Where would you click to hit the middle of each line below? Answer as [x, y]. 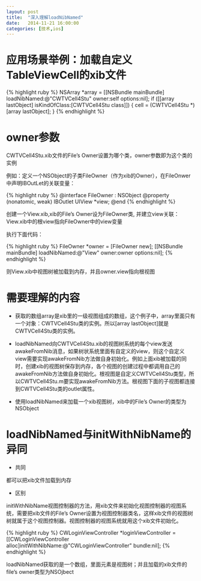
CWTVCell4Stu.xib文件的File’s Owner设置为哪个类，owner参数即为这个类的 [99, 155]
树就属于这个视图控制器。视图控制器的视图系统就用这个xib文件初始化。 [94, 521]
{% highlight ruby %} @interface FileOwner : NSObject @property [88, 195]
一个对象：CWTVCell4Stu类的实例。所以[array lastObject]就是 [92, 324]
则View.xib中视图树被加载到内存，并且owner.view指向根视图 [81, 272]
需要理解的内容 [43, 298]
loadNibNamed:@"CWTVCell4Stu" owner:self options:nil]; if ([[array [90, 99]
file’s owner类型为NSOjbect [40, 572]
